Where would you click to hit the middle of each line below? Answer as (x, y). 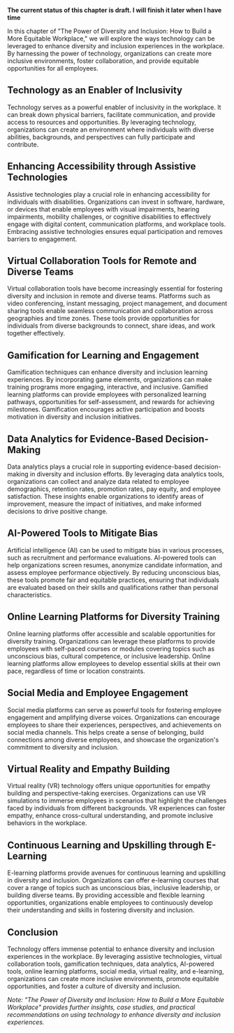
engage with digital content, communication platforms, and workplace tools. (117, 224)
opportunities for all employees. (53, 68)
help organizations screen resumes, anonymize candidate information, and (115, 565)
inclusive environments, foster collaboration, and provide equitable (103, 61)
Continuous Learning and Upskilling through (106, 845)
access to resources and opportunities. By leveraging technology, (102, 122)
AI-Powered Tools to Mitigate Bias (83, 533)
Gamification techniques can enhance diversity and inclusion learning (108, 372)
